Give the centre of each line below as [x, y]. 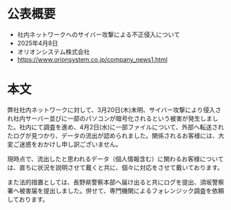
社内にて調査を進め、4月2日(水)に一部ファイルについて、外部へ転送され [121, 127]
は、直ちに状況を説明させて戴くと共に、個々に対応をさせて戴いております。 [115, 167]
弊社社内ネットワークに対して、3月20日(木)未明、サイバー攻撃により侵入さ [114, 109]
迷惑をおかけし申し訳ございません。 [70, 144]
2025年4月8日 [38, 43]
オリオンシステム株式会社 [53, 52]
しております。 [28, 199]
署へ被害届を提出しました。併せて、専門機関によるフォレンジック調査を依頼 [115, 191]
